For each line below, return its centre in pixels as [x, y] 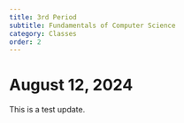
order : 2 [25, 42]
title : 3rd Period [43, 17]
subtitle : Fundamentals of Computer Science [92, 25]
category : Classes [43, 33]
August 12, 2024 [71, 85]
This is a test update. [47, 110]
